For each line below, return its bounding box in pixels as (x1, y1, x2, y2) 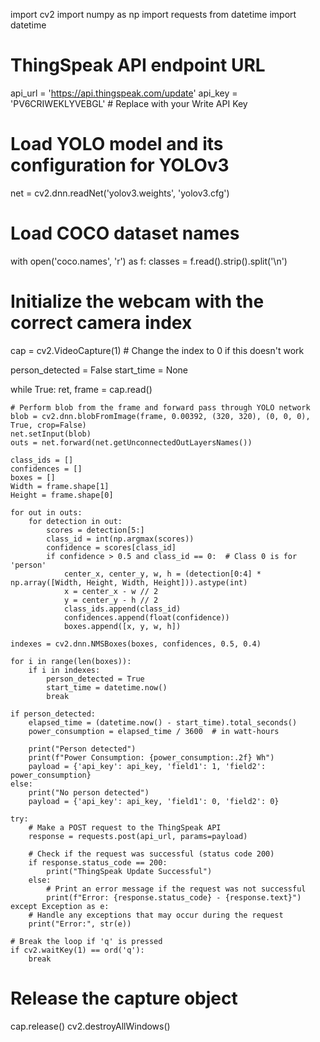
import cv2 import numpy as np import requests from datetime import (10, 9, 297, 20)
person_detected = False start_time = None (10, 364, 189, 376)
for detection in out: (28, 516, 123, 526)
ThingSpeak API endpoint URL (10, 54, 266, 77)
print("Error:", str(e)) (28, 919, 132, 929)
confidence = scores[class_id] (46, 542, 177, 553)
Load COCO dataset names (10, 222, 240, 245)
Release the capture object (10, 987, 238, 1009)
